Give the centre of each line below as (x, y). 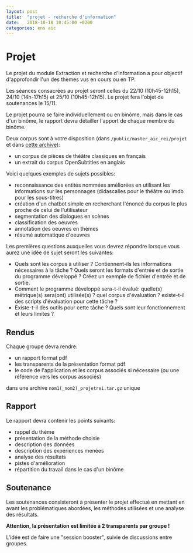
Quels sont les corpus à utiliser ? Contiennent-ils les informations (93, 264)
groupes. (17, 543)
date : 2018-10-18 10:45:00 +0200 (49, 22)
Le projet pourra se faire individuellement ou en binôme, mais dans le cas (94, 114)
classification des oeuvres (46, 222)
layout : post (22, 11)
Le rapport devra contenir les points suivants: (61, 420)
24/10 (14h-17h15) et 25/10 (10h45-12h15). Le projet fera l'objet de (85, 97)
